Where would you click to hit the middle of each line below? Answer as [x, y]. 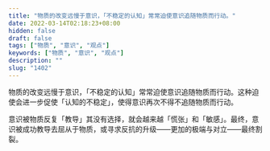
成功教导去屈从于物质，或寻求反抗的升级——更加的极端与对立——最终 [139, 129]
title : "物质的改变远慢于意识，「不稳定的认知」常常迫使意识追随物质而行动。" [122, 16]
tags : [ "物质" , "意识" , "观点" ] [59, 46]
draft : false [30, 38]
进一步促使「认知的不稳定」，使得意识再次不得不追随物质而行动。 [130, 102]
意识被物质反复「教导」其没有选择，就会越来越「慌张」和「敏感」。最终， [130, 119]
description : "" [35, 61]
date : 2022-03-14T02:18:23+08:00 [64, 23]
